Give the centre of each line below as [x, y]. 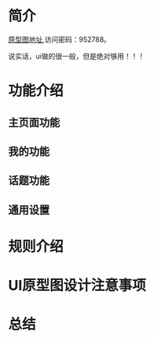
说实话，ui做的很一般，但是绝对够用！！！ [77, 56]
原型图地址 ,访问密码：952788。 [60, 39]
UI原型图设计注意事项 [77, 286]
